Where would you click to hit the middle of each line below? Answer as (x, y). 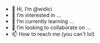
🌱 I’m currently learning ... (43, 21)
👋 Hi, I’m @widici (32, 9)
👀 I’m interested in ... (36, 15)
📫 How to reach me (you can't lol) (53, 34)
